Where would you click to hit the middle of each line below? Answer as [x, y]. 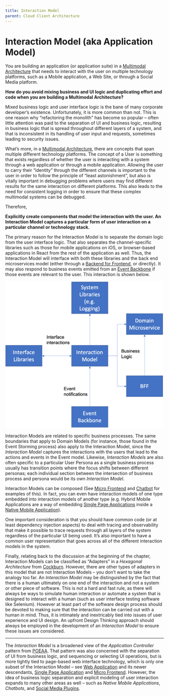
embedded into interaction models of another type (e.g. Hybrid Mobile [78, 499]
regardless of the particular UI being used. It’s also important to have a [78, 536]
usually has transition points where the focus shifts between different [77, 468]
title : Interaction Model [32, 11]
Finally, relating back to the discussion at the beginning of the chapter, [78, 556]
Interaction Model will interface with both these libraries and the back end [82, 258]
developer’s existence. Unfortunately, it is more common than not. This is [81, 112]
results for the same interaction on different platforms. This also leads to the [84, 186]
